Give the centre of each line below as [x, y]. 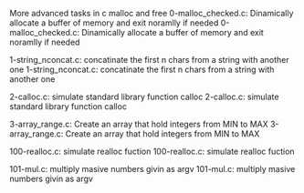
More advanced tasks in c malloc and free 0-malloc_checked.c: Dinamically [152, 13]
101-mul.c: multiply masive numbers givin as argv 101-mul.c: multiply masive [152, 169]
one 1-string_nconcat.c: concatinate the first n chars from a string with [142, 69]
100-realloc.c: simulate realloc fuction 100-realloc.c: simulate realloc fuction [152, 151]
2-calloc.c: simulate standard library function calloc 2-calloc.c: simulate [144, 96]
